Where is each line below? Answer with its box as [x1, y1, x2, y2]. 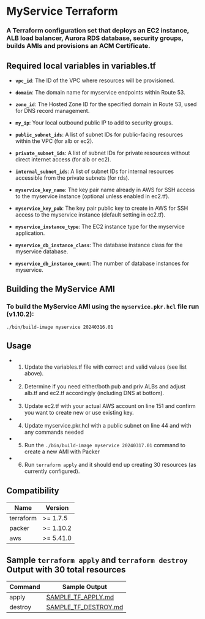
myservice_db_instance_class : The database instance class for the [15, 241, 183, 248]
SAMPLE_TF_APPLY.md [46, 593, 114, 602]
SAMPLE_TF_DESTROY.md [46, 603, 124, 612]
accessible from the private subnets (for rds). [15, 174, 130, 182]
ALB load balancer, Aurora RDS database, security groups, [6, 34, 184, 42]
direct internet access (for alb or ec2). [15, 155, 111, 163]
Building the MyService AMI [6, 284, 115, 294]
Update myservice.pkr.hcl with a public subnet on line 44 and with [24, 422, 192, 429]
